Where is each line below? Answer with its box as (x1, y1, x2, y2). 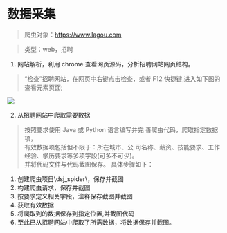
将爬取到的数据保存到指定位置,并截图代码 (17, 209, 135, 218)
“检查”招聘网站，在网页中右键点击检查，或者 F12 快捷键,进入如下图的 (24, 74, 221, 83)
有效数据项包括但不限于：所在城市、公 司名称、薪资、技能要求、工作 (24, 142, 220, 151)
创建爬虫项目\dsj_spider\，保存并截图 (17, 174, 124, 183)
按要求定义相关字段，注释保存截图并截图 (17, 192, 133, 201)
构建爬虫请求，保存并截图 (17, 183, 91, 192)
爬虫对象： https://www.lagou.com (24, 30, 122, 39)
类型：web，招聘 (24, 45, 73, 53)
